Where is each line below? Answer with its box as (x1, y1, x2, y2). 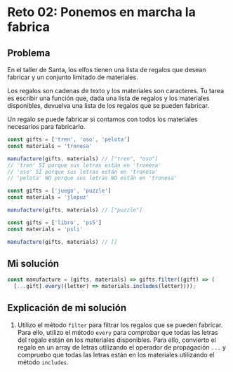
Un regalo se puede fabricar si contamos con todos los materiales (7, 115, 198, 123)
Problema (7, 47, 51, 59)
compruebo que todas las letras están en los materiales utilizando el (17, 350, 215, 359)
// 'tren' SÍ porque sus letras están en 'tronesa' (7, 162, 161, 169)
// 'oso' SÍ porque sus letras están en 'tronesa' (7, 168, 159, 175)
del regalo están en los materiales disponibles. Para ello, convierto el (17, 336, 216, 344)
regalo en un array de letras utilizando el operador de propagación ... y (17, 343, 227, 351)
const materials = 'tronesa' (7, 142, 93, 149)
